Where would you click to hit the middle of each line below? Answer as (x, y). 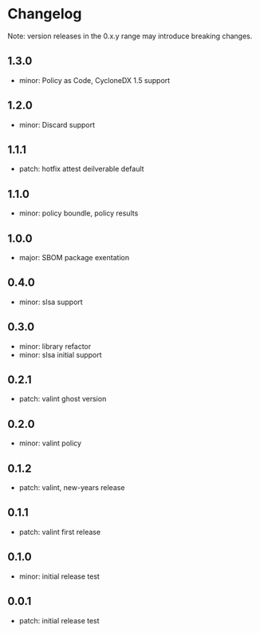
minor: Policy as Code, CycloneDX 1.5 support (95, 80)
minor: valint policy (50, 443)
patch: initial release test (59, 620)
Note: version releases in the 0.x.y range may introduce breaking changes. (130, 36)
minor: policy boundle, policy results (79, 213)
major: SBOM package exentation (74, 257)
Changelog (45, 14)
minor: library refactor (55, 346)
